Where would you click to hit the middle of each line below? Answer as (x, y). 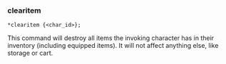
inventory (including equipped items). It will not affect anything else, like (113, 46)
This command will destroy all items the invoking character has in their (111, 38)
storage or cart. (30, 53)
